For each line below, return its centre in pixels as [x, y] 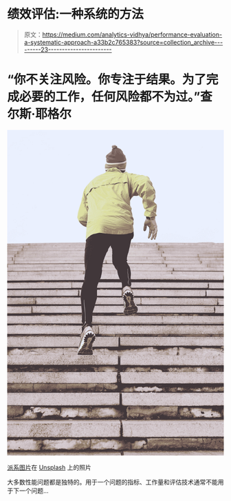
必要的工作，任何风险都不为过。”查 [116, 97]
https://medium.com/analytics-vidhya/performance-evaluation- [132, 34]
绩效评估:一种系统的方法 [76, 14]
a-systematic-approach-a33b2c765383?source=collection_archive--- [123, 42]
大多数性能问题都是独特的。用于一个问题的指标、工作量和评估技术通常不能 [112, 482]
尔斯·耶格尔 [40, 114]
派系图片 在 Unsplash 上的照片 [49, 467]
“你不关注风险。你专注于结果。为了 [107, 80]
